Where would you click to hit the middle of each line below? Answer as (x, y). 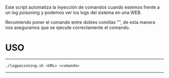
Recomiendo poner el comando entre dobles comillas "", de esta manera (80, 22)
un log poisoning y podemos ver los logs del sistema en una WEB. (73, 12)
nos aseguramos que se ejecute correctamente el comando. (68, 27)
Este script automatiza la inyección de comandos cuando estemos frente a (82, 7)
